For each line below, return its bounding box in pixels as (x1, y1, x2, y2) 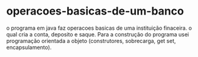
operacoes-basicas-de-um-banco (6, 4, 184, 18)
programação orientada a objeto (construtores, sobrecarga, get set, (6, 37, 176, 44)
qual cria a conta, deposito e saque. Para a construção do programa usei (6, 30, 189, 38)
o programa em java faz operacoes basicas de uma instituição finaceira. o (6, 24, 192, 32)
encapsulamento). (6, 44, 52, 51)
